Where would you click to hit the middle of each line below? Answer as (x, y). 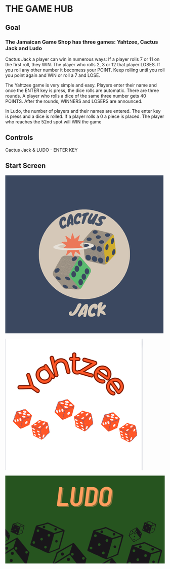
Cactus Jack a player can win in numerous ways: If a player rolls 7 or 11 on (82, 59)
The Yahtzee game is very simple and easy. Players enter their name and (81, 85)
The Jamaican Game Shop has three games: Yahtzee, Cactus (82, 42)
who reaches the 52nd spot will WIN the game (53, 121)
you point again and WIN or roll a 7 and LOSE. (53, 75)
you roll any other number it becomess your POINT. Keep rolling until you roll (85, 70)
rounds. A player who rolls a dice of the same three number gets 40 (76, 96)
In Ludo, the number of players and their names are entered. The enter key (83, 111)
